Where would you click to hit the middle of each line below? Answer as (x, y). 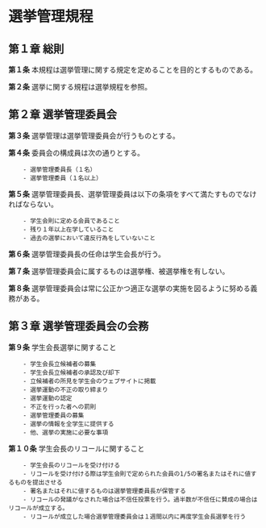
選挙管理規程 (51, 17)
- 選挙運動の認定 (48, 398)
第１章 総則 (36, 49)
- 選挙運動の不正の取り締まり (66, 389)
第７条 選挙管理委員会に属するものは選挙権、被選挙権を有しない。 (119, 271)
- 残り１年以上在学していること (69, 229)
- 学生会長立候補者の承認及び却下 (72, 372)
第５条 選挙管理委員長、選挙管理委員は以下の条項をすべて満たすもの (122, 193)
